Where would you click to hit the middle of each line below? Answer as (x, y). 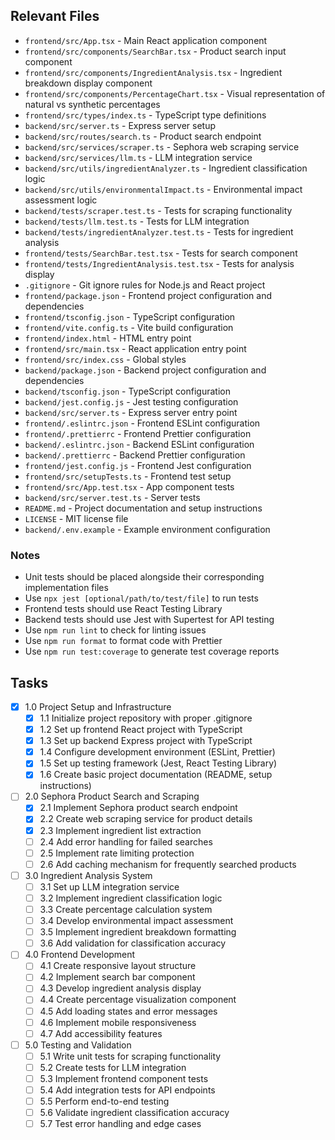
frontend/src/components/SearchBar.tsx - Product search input (155, 51)
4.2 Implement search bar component (117, 977)
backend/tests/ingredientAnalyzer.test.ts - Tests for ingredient (159, 231)
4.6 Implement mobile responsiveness (118, 1022)
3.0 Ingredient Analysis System (88, 875)
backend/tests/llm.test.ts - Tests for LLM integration (137, 221)
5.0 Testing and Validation (78, 1045)
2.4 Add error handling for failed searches (126, 841)
